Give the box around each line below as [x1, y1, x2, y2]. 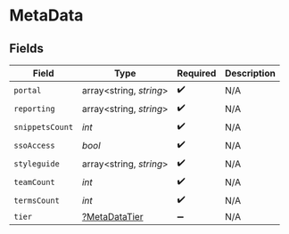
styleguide [13, 158, 60, 169]
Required [177, 68, 217, 79]
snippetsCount [13, 122, 74, 132]
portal [13, 85, 42, 95]
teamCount [13, 177, 55, 187]
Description [224, 68, 277, 79]
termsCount [13, 195, 60, 206]
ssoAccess [13, 140, 55, 150]
